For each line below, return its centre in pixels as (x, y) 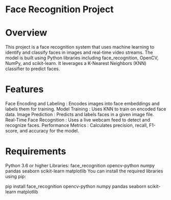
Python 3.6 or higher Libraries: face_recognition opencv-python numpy (80, 165)
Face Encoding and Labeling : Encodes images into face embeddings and (82, 104)
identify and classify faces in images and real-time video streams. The (79, 53)
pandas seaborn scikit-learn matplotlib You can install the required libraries (84, 171)
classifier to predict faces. (33, 69)
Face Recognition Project (59, 9)
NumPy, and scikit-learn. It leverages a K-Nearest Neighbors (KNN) (76, 63)
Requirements (36, 151)
